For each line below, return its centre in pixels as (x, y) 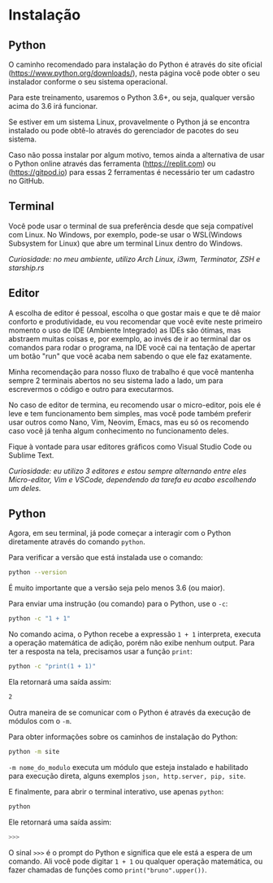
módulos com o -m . (40, 720)
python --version (38, 572)
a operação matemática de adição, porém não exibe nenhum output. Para (132, 643)
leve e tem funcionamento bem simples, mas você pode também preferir (130, 413)
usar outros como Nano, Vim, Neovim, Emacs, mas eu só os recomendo (129, 422)
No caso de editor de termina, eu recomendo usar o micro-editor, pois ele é (135, 405)
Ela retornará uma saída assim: (60, 682)
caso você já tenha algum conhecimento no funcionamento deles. (119, 431)
